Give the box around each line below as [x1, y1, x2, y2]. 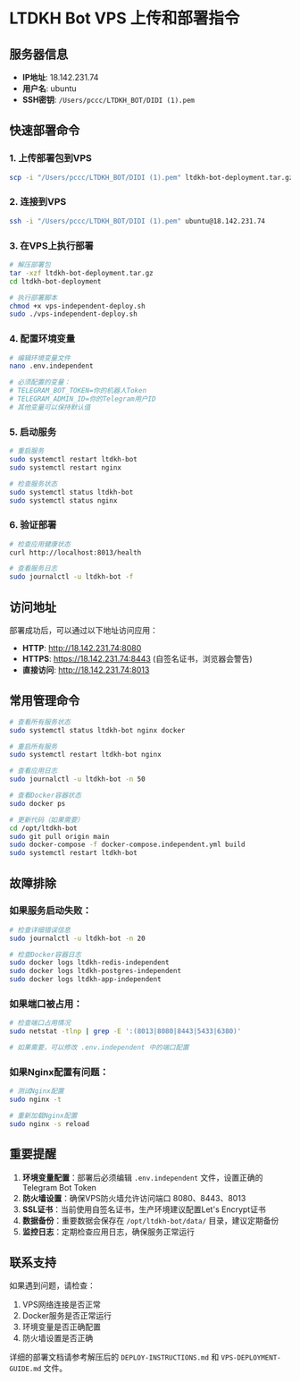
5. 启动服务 [9, 426, 57, 438]
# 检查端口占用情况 [9, 1019, 71, 1028]
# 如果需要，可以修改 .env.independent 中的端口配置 [9, 1043, 189, 1052]
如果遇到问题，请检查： [9, 1280, 96, 1291]
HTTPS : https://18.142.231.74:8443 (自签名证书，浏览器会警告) [21, 653, 253, 664]
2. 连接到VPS [9, 196, 67, 208]
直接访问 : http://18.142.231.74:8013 [21, 664, 150, 675]
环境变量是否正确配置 [21, 1321, 101, 1333]
